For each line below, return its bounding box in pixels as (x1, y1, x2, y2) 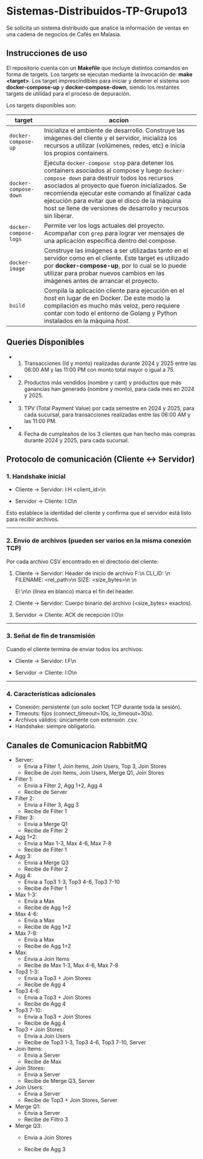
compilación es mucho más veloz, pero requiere (43, 301, 180, 309)
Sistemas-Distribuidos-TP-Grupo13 (6, 4, 188, 18)
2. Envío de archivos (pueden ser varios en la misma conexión (6, 537, 192, 545)
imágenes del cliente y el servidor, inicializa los (43, 134, 177, 142)
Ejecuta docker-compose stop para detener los (43, 158, 174, 167)
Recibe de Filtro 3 (24, 1115, 68, 1123)
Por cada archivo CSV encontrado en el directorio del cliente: (6, 558, 159, 565)
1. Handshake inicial (6, 472, 66, 480)
